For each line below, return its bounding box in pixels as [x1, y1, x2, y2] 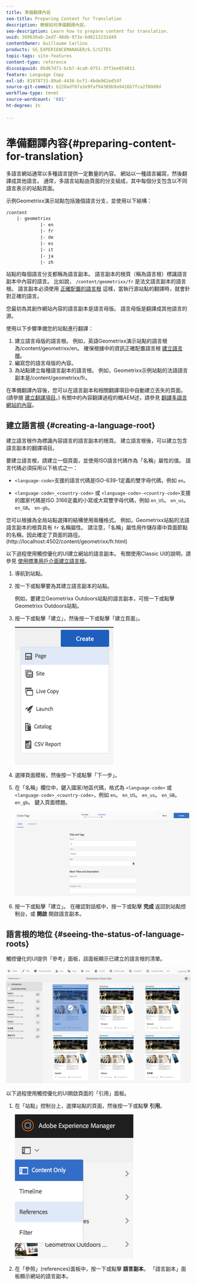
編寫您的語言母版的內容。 [14, 360, 77, 367]
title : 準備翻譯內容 [6, 9, 51, 15]
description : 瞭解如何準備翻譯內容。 [6, 22, 89, 28]
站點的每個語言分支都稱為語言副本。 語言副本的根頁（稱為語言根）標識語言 [6, 271, 188, 278]
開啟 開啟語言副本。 [36, 910, 85, 918]
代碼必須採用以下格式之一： [11, 464, 78, 472]
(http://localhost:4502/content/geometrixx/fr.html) [6, 538, 128, 545]
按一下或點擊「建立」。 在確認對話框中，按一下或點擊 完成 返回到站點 [14, 903, 181, 910]
